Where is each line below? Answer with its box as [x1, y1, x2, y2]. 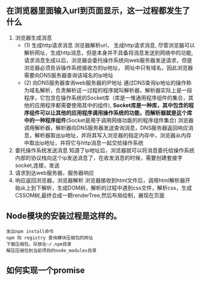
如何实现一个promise [6, 265, 85, 276]
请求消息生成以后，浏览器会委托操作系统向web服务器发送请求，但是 [23, 56, 193, 64]
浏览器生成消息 [14, 34, 52, 41]
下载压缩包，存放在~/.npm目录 [6, 241, 72, 247]
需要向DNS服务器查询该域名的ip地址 [23, 71, 114, 79]
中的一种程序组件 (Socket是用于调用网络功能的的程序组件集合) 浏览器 [23, 116, 194, 124]
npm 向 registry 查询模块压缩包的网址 [6, 235, 94, 241]
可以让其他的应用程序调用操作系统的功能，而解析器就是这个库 [40, 109, 193, 116]
